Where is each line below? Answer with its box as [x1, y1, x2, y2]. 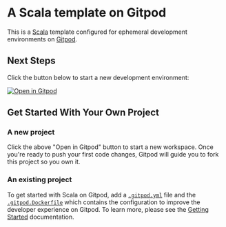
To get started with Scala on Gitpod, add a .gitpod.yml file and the [7, 190, 196, 199]
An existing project [7, 175, 72, 184]
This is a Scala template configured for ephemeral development [7, 28, 188, 36]
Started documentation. [7, 213, 74, 221]
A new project [7, 128, 55, 137]
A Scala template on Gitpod [7, 5, 167, 21]
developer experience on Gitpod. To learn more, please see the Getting [7, 205, 209, 213]
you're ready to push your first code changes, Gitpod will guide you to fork [7, 150, 219, 159]
